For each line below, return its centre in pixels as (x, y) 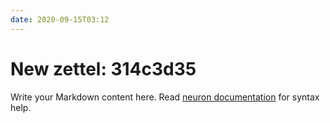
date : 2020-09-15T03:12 (60, 19)
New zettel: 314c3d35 (103, 68)
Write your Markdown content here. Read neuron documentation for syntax (165, 97)
